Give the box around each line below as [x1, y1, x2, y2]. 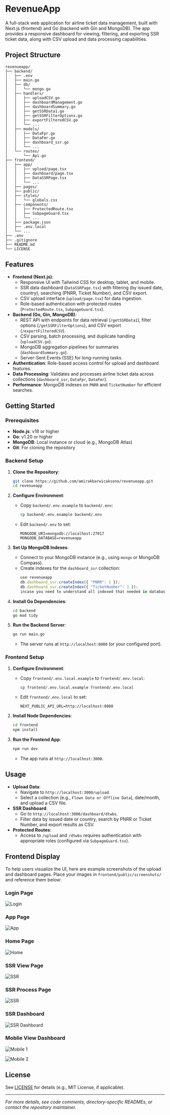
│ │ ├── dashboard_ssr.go [5, 140, 69, 145]
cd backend [12, 608, 36, 613]
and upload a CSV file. [20, 800, 67, 806]
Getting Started [5, 402, 55, 410]
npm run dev [12, 746, 38, 751]
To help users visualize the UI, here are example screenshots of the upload [5, 866, 161, 872]
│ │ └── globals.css [5, 198, 58, 203]
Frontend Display [5, 852, 61, 861]
